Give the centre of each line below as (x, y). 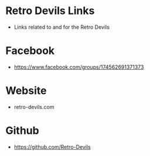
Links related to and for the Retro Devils (62, 27)
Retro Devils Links (50, 11)
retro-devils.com (34, 107)
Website (26, 91)
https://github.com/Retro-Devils (52, 147)
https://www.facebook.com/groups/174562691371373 (79, 67)
